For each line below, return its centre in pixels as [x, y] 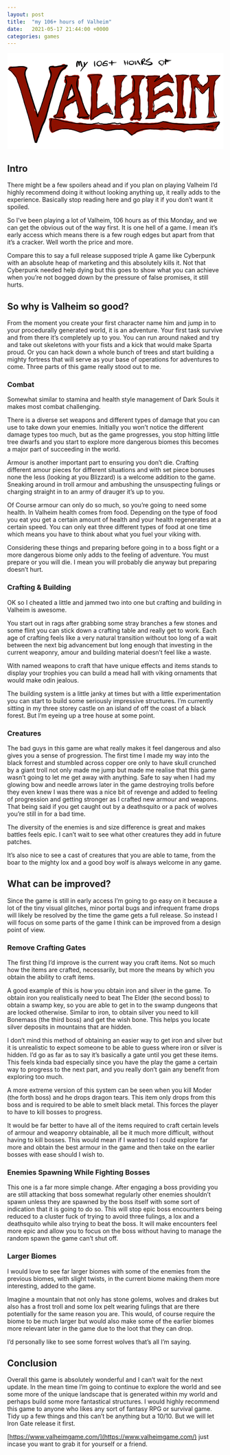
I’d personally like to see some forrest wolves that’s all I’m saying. [99, 1342]
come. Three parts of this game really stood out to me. [84, 367]
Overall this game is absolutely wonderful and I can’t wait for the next [105, 1380]
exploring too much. [35, 1077]
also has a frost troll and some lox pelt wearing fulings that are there [104, 1307]
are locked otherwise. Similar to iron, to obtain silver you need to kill [103, 1012]
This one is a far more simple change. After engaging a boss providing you [113, 1187]
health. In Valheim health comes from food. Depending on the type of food [112, 513]
